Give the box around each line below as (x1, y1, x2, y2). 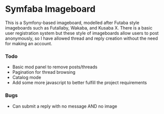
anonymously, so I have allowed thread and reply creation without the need (5, 35, 158, 41)
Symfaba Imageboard (5, 3, 96, 15)
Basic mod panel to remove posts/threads (12, 64, 98, 70)
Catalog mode (12, 75, 41, 81)
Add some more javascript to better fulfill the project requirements (12, 80, 147, 85)
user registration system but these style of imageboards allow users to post (5, 30, 159, 36)
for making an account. (5, 40, 52, 46)
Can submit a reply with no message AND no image (12, 103, 118, 109)
